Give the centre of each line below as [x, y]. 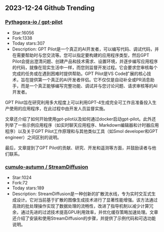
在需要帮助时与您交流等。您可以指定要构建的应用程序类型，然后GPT [81, 55]
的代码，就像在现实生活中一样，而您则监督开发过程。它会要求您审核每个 [85, 67]
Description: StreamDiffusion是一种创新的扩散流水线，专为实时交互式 [82, 194]
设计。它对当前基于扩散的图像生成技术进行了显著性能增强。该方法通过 [87, 200]
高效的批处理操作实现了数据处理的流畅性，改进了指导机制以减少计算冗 [83, 206]
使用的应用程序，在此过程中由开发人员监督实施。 [58, 108]
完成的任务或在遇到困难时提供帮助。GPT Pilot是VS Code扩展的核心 [80, 74]
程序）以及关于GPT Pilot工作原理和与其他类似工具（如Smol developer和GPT [82, 131]
